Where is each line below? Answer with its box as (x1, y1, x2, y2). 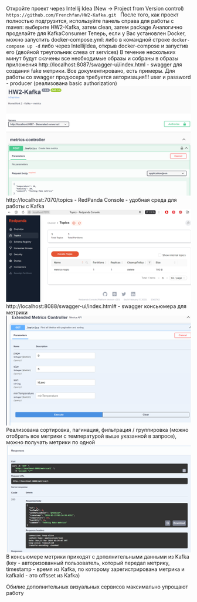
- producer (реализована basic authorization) (6, 80, 117, 87)
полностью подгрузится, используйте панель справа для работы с (6, 18, 174, 24)
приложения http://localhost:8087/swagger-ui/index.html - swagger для (6, 61, 182, 68)
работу (6, 590, 24, 597)
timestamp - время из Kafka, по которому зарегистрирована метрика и (6, 566, 185, 573)
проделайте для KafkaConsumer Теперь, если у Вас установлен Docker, (6, 30, 186, 37)
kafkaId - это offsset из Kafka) (6, 572, 80, 579)
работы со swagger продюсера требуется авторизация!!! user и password (6, 73, 191, 80)
